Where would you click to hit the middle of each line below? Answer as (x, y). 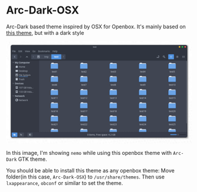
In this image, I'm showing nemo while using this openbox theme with (89, 153)
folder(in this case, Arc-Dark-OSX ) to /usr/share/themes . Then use (86, 177)
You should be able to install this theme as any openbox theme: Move (91, 170)
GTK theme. (32, 159)
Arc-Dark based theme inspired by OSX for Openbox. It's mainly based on (96, 27)
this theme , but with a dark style (45, 32)
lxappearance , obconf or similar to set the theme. (65, 183)
